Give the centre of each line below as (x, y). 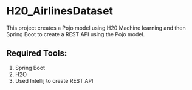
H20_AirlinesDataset (60, 11)
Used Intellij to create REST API (54, 80)
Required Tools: (37, 53)
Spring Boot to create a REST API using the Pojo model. (76, 34)
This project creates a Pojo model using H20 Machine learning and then (96, 28)
